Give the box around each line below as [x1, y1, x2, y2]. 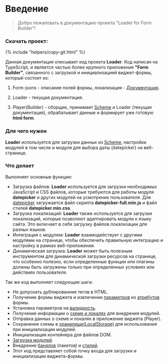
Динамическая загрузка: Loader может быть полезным [12, 248, 132, 254]
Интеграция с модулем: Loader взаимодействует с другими [12, 231, 142, 237]
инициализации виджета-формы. [12, 353, 84, 359]
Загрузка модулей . [12, 337, 54, 343]
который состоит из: [5, 75, 49, 81]
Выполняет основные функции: [5, 173, 72, 179]
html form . [12, 115, 35, 121]
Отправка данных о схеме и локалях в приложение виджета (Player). [12, 316, 162, 322]
